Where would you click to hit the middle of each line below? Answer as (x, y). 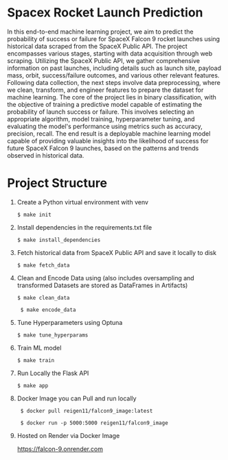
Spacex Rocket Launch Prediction (105, 13)
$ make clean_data (43, 298)
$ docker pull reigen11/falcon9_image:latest (87, 411)
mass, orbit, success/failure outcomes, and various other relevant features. (113, 75)
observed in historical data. (46, 155)
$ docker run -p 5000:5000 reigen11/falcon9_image (94, 423)
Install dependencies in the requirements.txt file (84, 227)
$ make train (36, 360)
